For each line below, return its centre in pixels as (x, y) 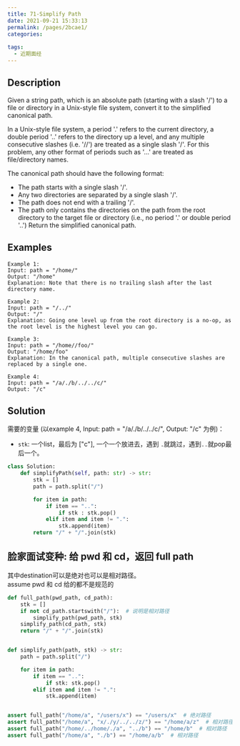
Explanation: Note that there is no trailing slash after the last (110, 283)
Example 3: (24, 339)
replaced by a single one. (47, 364)
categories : (25, 34)
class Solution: (31, 467)
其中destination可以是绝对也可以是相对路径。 (74, 575)
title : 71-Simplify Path (44, 14)
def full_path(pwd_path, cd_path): (60, 597)
